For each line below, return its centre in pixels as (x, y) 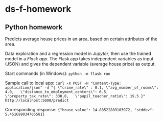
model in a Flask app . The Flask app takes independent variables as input (79, 59)
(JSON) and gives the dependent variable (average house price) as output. (80, 64)
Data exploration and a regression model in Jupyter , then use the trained (78, 53)
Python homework (34, 27)
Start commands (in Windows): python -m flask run (58, 73)
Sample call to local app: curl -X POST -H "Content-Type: (63, 83)
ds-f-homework (38, 9)
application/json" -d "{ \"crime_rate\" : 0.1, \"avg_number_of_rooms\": (82, 88)
